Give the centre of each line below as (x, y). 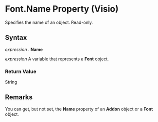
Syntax (16, 38)
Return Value (21, 71)
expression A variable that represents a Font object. (57, 59)
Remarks (19, 97)
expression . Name (24, 49)
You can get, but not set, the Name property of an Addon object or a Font (79, 109)
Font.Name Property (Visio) (62, 9)
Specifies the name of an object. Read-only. (49, 22)
